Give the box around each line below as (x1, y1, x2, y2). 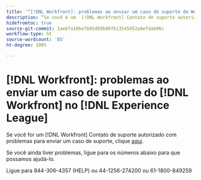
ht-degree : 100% (6, 42, 47, 48)
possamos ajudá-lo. (6, 155, 55, 162)
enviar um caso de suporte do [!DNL (6, 86, 189, 99)
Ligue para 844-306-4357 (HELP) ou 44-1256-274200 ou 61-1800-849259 (6, 167, 193, 174)
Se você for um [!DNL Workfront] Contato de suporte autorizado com (6, 131, 177, 138)
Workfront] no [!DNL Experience (6, 99, 170, 112)
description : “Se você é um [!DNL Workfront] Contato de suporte (6, 14, 175, 20)
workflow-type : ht (6, 31, 52, 37)
